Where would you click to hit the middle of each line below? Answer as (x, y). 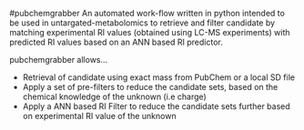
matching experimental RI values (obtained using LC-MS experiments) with (150, 32)
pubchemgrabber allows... (59, 60)
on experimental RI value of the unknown (99, 116)
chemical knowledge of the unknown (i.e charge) (114, 96)
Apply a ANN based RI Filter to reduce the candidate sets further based (157, 106)
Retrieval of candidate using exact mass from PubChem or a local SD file (159, 77)
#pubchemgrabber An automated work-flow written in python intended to (147, 13)
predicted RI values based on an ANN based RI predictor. (116, 42)
